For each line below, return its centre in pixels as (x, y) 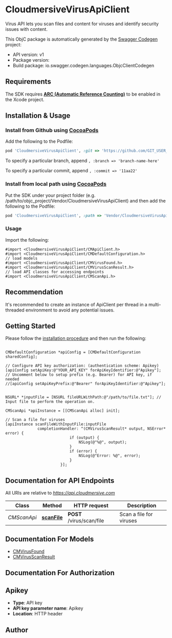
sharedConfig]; (21, 357)
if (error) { (83, 451)
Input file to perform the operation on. (50, 402)
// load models (21, 258)
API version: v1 (28, 54)
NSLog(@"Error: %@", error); (110, 456)
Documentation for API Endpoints (60, 480)
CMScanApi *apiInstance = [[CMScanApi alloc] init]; (63, 411)
